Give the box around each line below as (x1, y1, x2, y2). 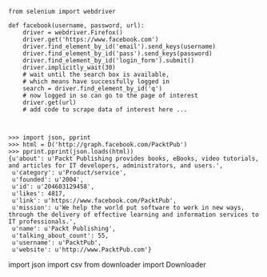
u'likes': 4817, (11, 190, 66, 198)
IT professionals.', (8, 218, 78, 226)
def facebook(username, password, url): (8, 22, 145, 30)
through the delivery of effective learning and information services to (8, 211, 260, 219)
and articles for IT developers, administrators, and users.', (8, 162, 224, 170)
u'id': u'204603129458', (11, 183, 94, 191)
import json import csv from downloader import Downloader (8, 260, 206, 269)
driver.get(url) (22, 98, 78, 106)
